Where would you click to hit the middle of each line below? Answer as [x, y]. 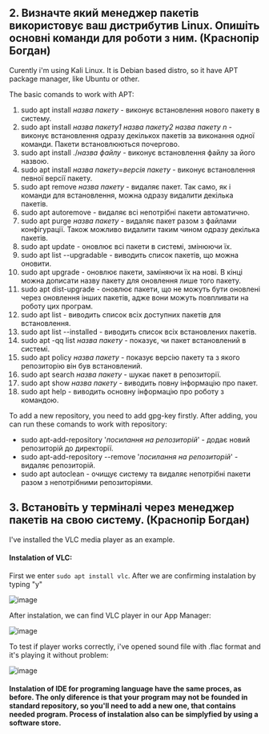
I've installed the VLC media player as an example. [92, 539]
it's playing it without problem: [59, 654]
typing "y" [26, 584]
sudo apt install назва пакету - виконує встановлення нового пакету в [140, 110]
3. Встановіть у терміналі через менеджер [122, 508]
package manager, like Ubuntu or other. [74, 79]
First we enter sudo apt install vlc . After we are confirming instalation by [132, 575]
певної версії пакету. [56, 178]
